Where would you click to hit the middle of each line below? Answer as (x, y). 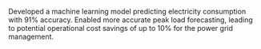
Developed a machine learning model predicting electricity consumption (127, 11)
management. (31, 36)
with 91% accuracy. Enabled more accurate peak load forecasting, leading (131, 20)
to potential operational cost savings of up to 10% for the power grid (121, 28)
